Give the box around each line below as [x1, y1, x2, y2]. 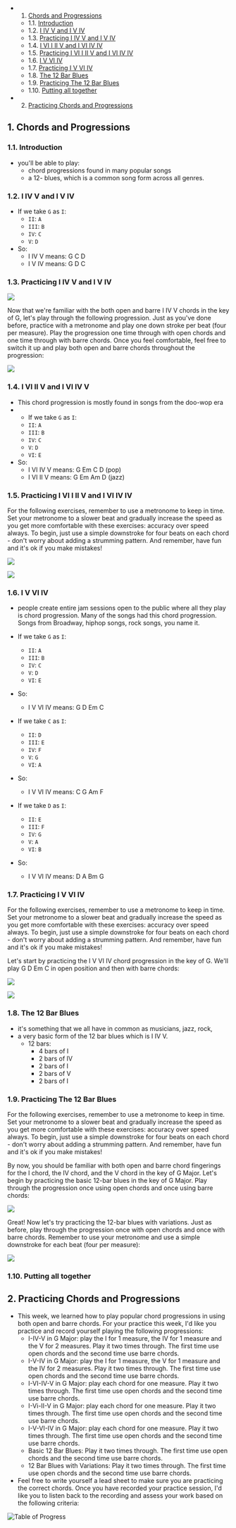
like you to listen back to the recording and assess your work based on [17, 1491, 223, 1500]
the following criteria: [17, 1498, 80, 1507]
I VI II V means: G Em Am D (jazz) [27, 472, 125, 481]
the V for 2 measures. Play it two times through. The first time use [27, 1341, 220, 1350]
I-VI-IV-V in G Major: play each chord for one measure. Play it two [27, 1379, 218, 1387]
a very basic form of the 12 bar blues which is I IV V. [17, 1032, 168, 1040]
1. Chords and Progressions [7, 121, 130, 134]
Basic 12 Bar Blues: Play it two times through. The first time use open [27, 1446, 228, 1455]
